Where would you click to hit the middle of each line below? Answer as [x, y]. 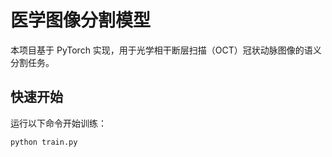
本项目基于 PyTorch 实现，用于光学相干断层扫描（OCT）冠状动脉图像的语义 [166, 50]
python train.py [44, 142]
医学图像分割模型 [81, 20]
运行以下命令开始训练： [58, 123]
